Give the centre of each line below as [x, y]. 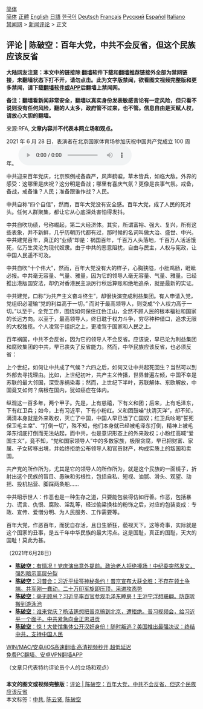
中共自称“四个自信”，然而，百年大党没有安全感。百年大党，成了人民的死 [96, 204]
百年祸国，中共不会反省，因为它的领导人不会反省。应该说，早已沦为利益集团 [101, 339]
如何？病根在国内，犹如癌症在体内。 [67, 390]
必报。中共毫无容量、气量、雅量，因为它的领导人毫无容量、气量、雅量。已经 [101, 275]
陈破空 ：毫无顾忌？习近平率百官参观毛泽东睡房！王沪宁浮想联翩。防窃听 [105, 596]
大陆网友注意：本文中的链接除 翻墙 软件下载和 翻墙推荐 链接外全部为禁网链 [97, 72]
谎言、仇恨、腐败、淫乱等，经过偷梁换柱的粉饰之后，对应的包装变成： [104, 504]
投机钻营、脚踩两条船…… [48, 484]
